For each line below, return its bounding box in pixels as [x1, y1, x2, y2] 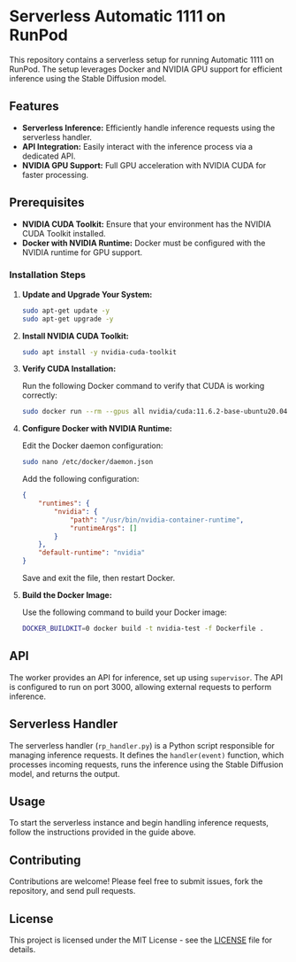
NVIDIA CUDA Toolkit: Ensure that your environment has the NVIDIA [21, 219, 271, 229]
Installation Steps [9, 268, 87, 281]
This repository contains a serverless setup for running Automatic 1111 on [9, 54, 275, 65]
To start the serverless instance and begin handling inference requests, [9, 818, 269, 828]
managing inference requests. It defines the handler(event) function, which [9, 749, 285, 760]
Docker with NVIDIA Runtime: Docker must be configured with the [21, 237, 266, 248]
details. [9, 944, 36, 955]
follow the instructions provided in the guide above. [9, 826, 196, 838]
